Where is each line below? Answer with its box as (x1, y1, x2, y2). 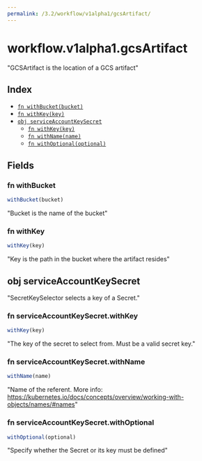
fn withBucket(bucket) (17, 103, 84, 110)
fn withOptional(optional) (27, 140, 107, 147)
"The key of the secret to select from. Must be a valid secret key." (7, 339, 196, 348)
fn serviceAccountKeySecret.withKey (7, 311, 138, 321)
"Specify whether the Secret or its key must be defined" (7, 446, 169, 455)
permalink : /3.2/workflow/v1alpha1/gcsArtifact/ (7, 10, 151, 17)
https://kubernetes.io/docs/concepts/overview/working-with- (7, 393, 185, 402)
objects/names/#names (7, 400, 75, 409)
